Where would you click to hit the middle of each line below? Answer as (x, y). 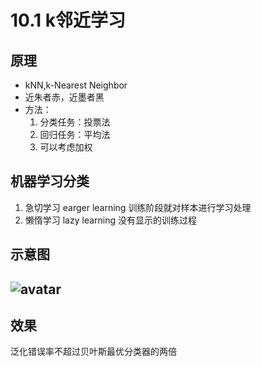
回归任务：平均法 (75, 134)
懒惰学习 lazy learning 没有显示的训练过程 (111, 220)
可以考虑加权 (66, 147)
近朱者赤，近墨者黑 (64, 97)
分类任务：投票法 (75, 122)
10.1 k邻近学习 (68, 20)
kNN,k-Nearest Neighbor (76, 85)
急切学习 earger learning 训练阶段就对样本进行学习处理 (138, 207)
